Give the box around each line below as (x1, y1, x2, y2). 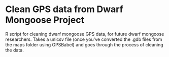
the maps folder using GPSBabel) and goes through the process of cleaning (5, 41, 163, 47)
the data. (5, 47, 24, 53)
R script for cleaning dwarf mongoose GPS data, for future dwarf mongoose (5, 31, 164, 37)
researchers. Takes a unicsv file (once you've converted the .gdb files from (5, 36, 162, 42)
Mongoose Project (5, 14, 85, 26)
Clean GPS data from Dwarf (5, 4, 123, 15)
